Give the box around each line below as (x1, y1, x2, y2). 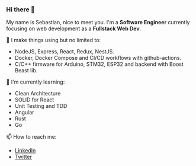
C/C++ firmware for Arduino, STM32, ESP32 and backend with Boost (14, 60, 184, 68)
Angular (14, 109, 34, 116)
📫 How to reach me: (6, 133, 57, 141)
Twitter (14, 154, 33, 161)
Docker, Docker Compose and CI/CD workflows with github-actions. (14, 55, 182, 62)
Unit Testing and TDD (14, 103, 68, 110)
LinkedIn (14, 147, 36, 154)
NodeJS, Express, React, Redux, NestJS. (14, 48, 114, 55)
